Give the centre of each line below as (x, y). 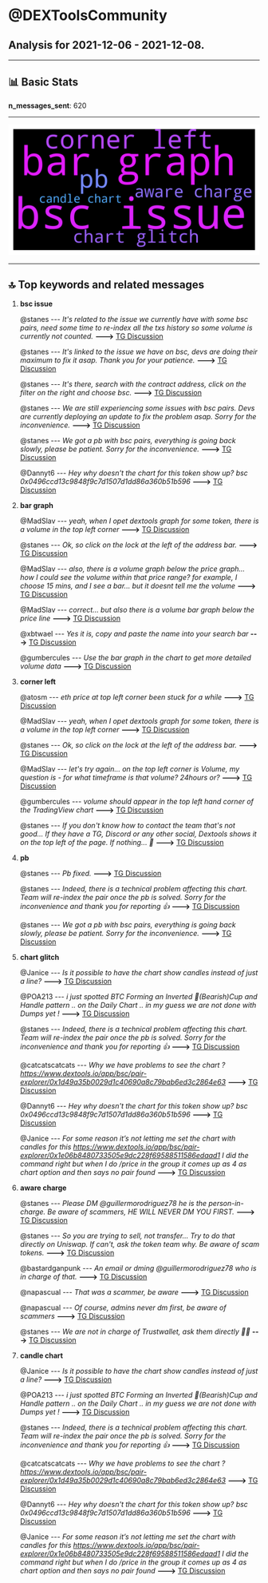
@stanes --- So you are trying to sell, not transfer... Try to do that (127, 1236)
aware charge (43, 1188)
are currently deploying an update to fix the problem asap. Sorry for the (138, 417)
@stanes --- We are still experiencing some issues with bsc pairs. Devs (137, 408)
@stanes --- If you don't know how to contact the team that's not (127, 826)
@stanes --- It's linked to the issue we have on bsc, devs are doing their (138, 352)
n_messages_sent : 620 (47, 105)
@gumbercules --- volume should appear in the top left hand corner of (136, 802)
